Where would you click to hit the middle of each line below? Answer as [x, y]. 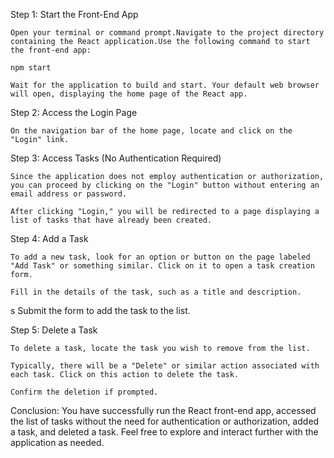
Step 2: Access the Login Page [74, 112]
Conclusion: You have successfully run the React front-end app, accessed [163, 410]
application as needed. [57, 442]
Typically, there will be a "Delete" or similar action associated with [165, 366]
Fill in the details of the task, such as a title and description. [156, 292]
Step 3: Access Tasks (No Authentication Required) [116, 158]
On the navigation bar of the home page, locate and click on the [151, 131]
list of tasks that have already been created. [111, 220]
